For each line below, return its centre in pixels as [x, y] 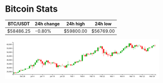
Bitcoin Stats [31, 9]
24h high [76, 24]
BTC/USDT [19, 24]
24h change [47, 24]
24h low [103, 24]
